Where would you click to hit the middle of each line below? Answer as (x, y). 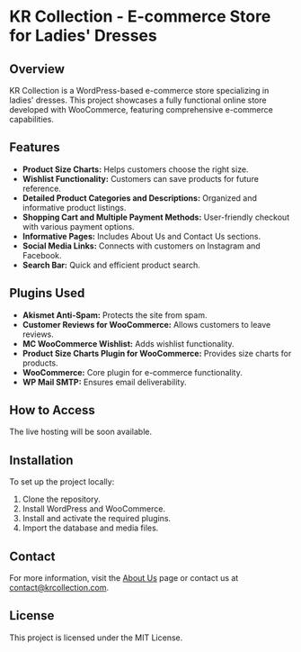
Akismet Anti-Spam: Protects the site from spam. (115, 315)
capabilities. (31, 119)
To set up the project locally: (62, 482)
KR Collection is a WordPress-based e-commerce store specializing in (139, 91)
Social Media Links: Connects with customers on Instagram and (141, 246)
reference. (41, 188)
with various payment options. (78, 226)
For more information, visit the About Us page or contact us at (124, 578)
